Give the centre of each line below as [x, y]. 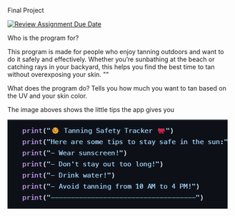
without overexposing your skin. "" [58, 74]
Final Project [26, 10]
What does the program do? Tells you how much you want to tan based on [117, 88]
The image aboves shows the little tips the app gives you [91, 109]
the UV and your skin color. [47, 96]
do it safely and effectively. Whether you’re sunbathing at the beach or [111, 59]
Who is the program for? [43, 38]
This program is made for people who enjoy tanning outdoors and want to [116, 52]
